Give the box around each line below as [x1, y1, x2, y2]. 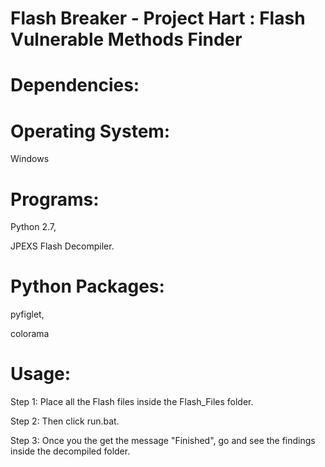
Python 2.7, [10, 221, 57, 233]
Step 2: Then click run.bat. [10, 415, 120, 427]
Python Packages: [10, 275, 165, 298]
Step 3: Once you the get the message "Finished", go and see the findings [10, 435, 316, 447]
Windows [10, 153, 50, 165]
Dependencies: [10, 74, 140, 97]
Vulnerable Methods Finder [10, 28, 243, 51]
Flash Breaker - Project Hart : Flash [10, 7, 306, 30]
